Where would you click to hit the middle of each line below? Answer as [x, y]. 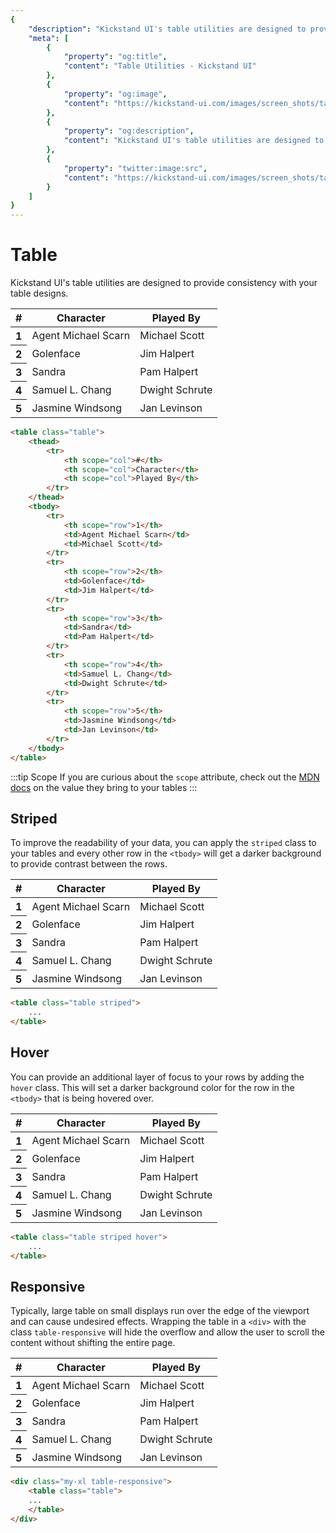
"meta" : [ [49, 38]
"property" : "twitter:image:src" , [135, 168]
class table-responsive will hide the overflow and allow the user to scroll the [167, 1332]
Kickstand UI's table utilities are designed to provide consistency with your [164, 283]
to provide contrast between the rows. [89, 864]
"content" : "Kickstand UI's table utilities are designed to [194, 141]
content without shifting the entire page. [93, 1343]
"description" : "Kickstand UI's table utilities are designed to [167, 29]
